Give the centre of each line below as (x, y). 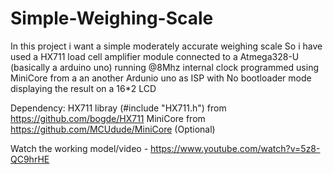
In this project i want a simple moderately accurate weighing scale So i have (166, 46)
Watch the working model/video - (79, 148)
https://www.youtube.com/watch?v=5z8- (235, 148)
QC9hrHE (30, 159)
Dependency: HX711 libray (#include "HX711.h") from (118, 108)
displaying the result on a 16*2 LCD (83, 88)
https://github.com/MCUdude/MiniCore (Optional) (113, 129)
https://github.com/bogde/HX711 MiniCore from (108, 118)
